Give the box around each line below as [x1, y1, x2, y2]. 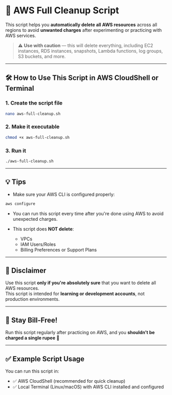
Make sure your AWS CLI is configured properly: [12, 191, 115, 197]
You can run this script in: [5, 368, 59, 374]
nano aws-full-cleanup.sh [5, 111, 60, 116]
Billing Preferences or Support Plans [20, 246, 97, 253]
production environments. [5, 296, 60, 302]
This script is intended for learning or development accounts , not [5, 290, 145, 297]
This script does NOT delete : [12, 225, 74, 232]
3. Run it [5, 147, 27, 154]
